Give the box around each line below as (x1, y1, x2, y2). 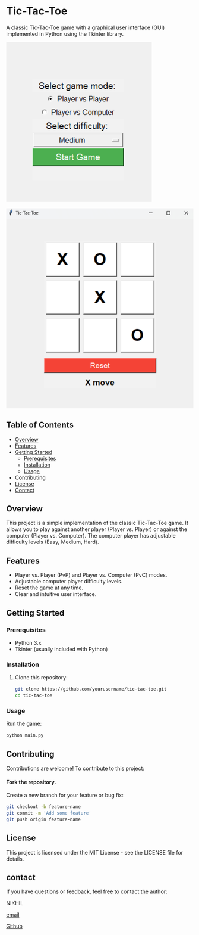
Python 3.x (14, 639, 42, 646)
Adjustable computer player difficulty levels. (14, 578, 123, 585)
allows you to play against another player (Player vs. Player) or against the (6, 526, 188, 533)
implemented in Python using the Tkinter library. (6, 30, 124, 37)
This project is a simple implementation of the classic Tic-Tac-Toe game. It (6, 520, 189, 527)
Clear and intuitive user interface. (14, 591, 97, 598)
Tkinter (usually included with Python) (14, 645, 108, 653)
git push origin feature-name (6, 816, 81, 822)
